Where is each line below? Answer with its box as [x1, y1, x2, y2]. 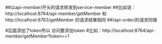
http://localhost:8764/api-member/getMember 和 [5, 10, 107, 16]
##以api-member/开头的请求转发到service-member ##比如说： [5, 4, 136, 10]
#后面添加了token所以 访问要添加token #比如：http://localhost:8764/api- [5, 27, 155, 33]
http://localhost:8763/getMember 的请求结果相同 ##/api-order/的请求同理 [5, 17, 157, 22]
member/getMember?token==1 [5, 33, 69, 39]
